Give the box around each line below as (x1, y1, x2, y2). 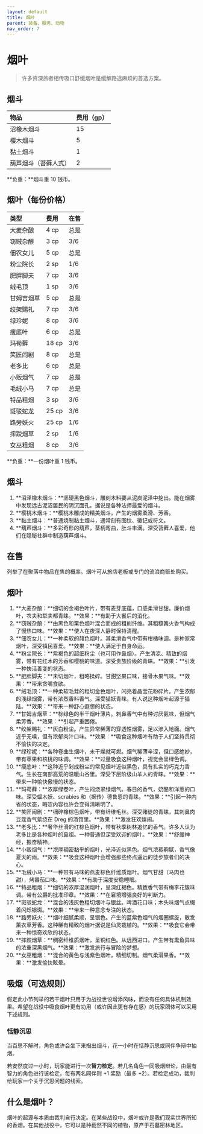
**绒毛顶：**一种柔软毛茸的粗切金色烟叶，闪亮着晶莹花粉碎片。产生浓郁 (15, 688, 195, 695)
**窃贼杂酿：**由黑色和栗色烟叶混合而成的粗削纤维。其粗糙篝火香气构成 (15, 619, 195, 627)
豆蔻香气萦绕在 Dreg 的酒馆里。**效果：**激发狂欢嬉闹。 (15, 816, 158, 823)
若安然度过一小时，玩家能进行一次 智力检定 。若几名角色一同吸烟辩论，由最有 (7, 1062, 197, 1069)
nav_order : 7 (7, 25, 40, 32)
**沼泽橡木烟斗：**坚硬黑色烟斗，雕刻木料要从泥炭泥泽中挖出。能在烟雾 (15, 494, 195, 501)
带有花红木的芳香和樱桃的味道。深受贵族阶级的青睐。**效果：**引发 (26, 657, 195, 665)
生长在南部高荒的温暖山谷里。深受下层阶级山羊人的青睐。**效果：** (26, 770, 195, 778)
